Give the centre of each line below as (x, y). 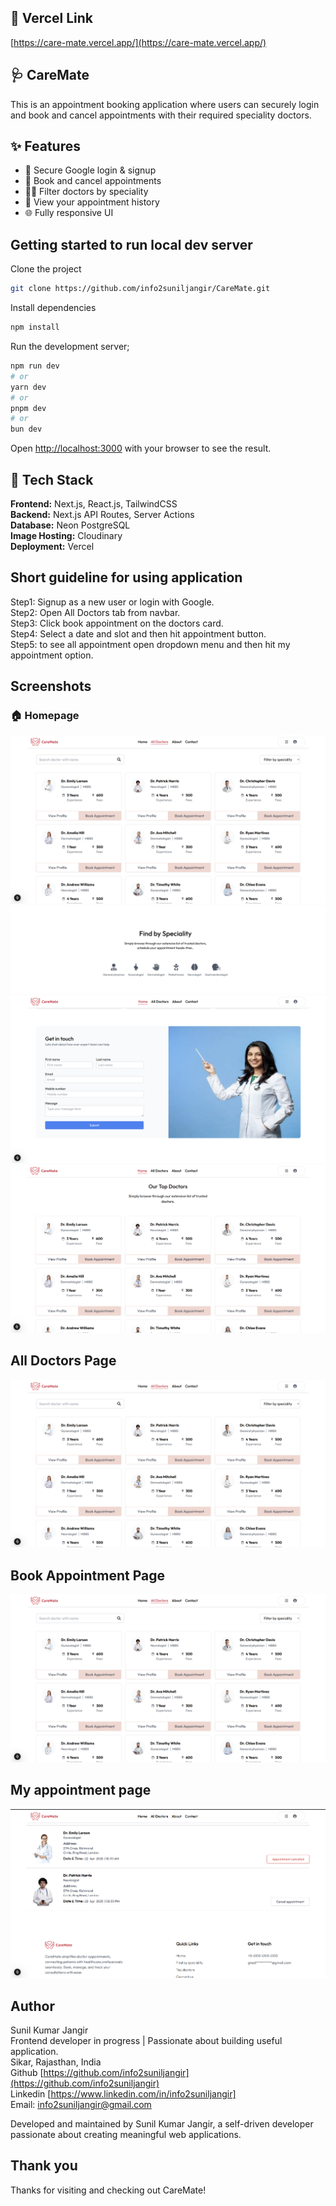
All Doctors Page (63, 1361)
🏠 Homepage (45, 716)
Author (32, 2006)
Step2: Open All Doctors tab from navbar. (95, 612)
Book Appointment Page (88, 1575)
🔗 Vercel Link (52, 18)
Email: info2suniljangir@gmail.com (81, 2105)
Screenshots (51, 686)
